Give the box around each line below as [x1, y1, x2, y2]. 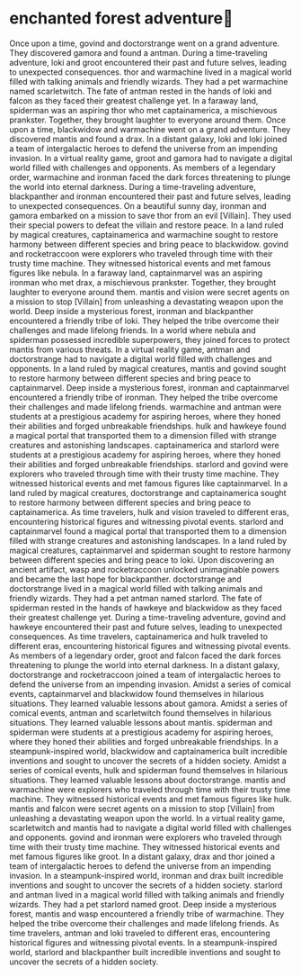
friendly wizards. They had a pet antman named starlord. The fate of [9, 592, 262, 603]
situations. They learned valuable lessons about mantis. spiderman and [9, 717, 273, 727]
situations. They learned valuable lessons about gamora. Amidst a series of [9, 698, 288, 709]
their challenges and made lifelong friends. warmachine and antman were [9, 401, 282, 412]
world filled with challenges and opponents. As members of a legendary [9, 162, 276, 173]
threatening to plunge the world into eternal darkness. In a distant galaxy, [9, 659, 280, 670]
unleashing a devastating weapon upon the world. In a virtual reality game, [9, 812, 286, 823]
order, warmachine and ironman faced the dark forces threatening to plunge [9, 171, 291, 183]
